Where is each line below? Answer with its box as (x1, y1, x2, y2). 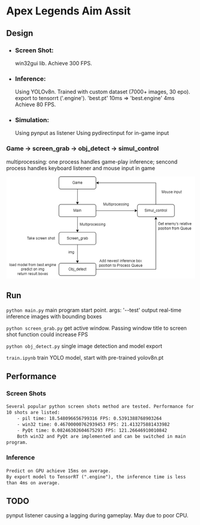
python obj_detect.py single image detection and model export (6, 342, 163, 349)
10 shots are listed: (6, 409, 60, 416)
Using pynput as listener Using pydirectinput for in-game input (14, 129, 169, 137)
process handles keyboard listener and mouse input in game (6, 164, 156, 171)
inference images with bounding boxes (6, 313, 102, 320)
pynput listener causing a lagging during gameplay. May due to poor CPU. (6, 512, 189, 519)
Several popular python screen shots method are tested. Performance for (6, 403, 195, 410)
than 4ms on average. (6, 479, 60, 486)
